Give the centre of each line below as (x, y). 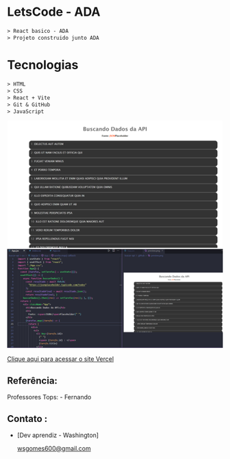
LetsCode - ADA (54, 12)
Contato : (27, 419)
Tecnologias (43, 65)
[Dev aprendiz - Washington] (58, 435)
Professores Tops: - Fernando (49, 397)
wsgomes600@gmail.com (54, 449)
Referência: (33, 381)
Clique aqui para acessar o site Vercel (61, 359)
